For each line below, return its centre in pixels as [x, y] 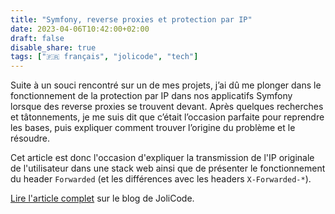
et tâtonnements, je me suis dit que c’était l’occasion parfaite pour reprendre [167, 117]
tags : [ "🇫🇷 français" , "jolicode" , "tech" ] [104, 57]
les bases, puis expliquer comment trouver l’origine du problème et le [153, 128]
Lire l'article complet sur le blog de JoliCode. [102, 198]
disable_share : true [53, 47]
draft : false [37, 38]
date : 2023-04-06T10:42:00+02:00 [80, 29]
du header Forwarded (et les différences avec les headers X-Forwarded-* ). [161, 179]
